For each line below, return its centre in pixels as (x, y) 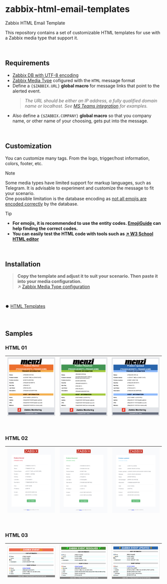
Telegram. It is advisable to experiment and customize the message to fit (80, 188)
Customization (29, 146)
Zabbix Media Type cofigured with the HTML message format (74, 80)
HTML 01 (16, 348)
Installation (23, 264)
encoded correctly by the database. (42, 204)
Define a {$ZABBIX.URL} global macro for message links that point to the (86, 86)
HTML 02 (17, 438)
